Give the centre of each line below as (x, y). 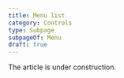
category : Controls (40, 23)
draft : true (28, 45)
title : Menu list (37, 15)
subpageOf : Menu (35, 37)
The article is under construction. (62, 67)
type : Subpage (32, 30)
